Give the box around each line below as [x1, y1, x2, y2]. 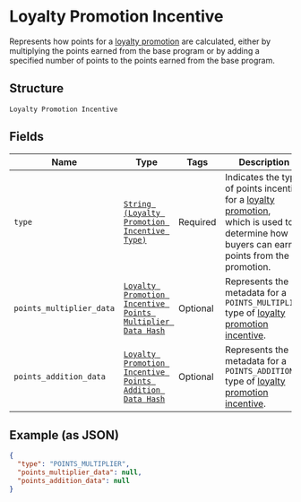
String [124, 199, 152, 209]
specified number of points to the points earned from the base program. [9, 55, 276, 65]
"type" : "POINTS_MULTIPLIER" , [17, 460, 130, 469]
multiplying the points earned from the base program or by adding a [9, 45, 260, 56]
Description [238, 155, 290, 168]
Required [177, 215, 217, 228]
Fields [9, 129, 45, 144]
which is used [225, 215, 284, 228]
